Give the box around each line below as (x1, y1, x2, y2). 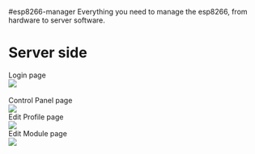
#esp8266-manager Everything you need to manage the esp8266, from (8, 7, 249, 16)
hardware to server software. (8, 15, 105, 25)
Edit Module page (8, 128, 67, 138)
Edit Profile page (8, 112, 64, 122)
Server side (8, 44, 87, 62)
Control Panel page (8, 95, 73, 105)
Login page (8, 70, 46, 80)
